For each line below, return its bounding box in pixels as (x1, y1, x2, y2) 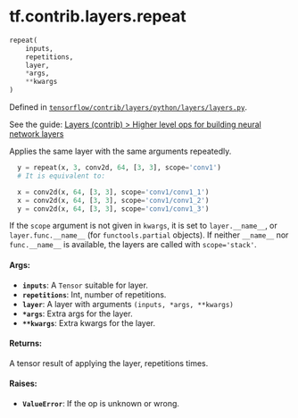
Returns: (9, 338, 43, 349)
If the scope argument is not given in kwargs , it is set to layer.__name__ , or (9, 221, 278, 231)
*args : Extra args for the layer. (21, 308, 133, 319)
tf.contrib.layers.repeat (9, 6, 187, 27)
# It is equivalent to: (17, 171, 105, 180)
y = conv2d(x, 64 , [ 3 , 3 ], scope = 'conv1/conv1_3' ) (17, 204, 210, 213)
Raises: (9, 378, 37, 389)
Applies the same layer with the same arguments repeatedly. (9, 146, 232, 157)
